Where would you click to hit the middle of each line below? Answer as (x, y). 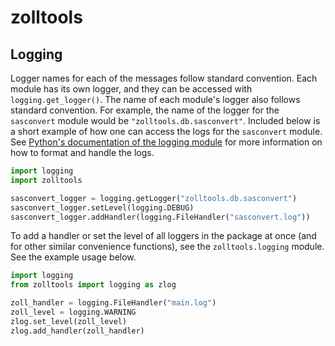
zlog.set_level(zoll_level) (69, 321)
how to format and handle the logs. (82, 152)
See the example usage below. (73, 257)
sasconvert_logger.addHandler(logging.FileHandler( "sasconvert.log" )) (160, 217)
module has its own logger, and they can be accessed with (131, 89)
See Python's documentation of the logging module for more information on (166, 142)
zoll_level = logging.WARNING (73, 312)
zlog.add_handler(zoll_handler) (77, 331)
